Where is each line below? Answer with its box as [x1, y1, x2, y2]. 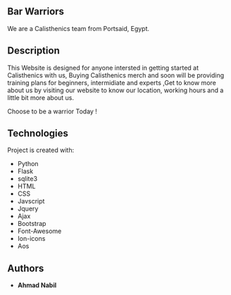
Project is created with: [7, 146, 75, 154]
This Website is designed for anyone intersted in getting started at [7, 63, 199, 72]
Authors [7, 262, 44, 274]
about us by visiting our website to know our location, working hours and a [7, 86, 224, 94]
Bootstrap [17, 220, 46, 228]
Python [17, 160, 39, 168]
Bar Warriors [7, 6, 65, 18]
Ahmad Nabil [17, 281, 57, 289]
